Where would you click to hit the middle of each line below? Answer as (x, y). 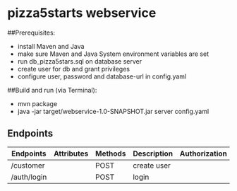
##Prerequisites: (31, 33)
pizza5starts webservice (82, 13)
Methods (110, 154)
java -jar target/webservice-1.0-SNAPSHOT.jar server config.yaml (113, 111)
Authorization (203, 154)
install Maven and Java (51, 46)
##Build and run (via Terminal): (52, 90)
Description (153, 154)
